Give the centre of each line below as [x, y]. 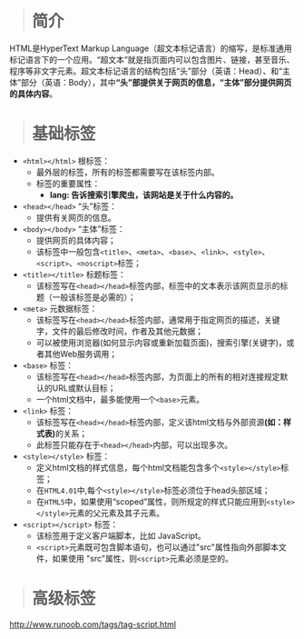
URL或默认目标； [84, 388]
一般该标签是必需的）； [94, 297]
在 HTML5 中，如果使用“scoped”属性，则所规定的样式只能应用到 [151, 501]
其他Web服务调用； [81, 354]
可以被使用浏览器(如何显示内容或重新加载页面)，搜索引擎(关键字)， [162, 342]
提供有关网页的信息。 [76, 217]
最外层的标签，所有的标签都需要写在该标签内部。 [127, 172]
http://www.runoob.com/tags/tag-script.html [93, 624]
